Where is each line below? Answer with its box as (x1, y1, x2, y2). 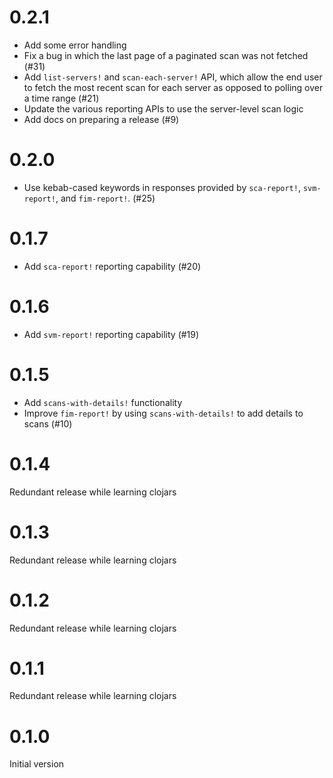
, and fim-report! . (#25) (55, 192, 156, 204)
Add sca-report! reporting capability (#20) (23, 260, 202, 272)
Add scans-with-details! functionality (23, 396, 183, 408)
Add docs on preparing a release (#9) (23, 113, 180, 125)
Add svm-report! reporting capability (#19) (23, 328, 200, 340)
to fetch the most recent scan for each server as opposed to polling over (23, 81, 324, 93)
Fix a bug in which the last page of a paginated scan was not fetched (23, 49, 309, 61)
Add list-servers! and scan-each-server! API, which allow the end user (23, 71, 323, 83)
